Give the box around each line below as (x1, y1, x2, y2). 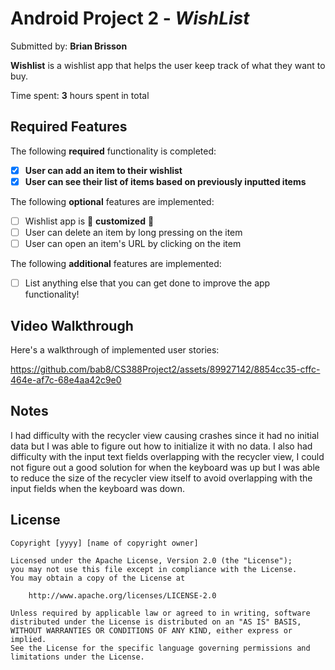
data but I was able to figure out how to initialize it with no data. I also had (10, 440, 313, 452)
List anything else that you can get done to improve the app (24, 277, 271, 289)
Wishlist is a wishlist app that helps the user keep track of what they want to (10, 59, 326, 71)
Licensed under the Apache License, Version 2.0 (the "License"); (10, 555, 293, 566)
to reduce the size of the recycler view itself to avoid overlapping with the (10, 472, 313, 484)
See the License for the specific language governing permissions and (10, 643, 311, 653)
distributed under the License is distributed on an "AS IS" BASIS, (10, 617, 302, 627)
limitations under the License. (10, 652, 145, 662)
